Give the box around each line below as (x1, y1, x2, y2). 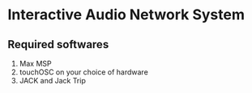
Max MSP (19, 59, 52, 68)
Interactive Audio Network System (7, 6, 245, 24)
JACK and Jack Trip (19, 76, 86, 85)
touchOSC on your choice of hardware (19, 67, 149, 77)
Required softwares (7, 38, 109, 51)
